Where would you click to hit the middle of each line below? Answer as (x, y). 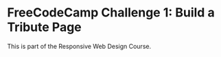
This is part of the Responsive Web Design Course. (79, 46)
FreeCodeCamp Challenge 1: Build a (111, 13)
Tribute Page (45, 27)
